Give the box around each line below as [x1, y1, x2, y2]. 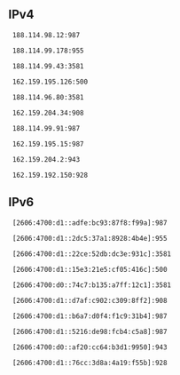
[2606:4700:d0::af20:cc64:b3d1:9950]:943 [12, 342, 168, 352]
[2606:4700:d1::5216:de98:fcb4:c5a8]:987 [12, 327, 168, 336]
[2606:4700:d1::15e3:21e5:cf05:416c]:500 [12, 265, 168, 274]
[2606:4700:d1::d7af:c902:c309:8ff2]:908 [12, 296, 168, 305]
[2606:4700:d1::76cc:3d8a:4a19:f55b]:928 [12, 358, 168, 367]
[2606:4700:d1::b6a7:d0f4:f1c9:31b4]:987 [12, 311, 168, 321]
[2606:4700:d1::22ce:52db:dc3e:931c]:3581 [12, 249, 172, 259]
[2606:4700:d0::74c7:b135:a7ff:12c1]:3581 [12, 280, 172, 290]
